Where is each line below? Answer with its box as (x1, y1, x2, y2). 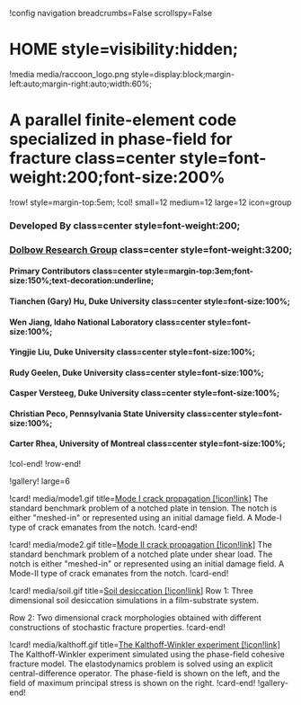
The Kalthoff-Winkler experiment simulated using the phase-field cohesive (9, 649, 286, 660)
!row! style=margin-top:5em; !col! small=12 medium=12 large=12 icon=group (9, 197, 292, 208)
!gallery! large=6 (9, 476, 70, 486)
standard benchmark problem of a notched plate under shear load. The (9, 549, 273, 560)
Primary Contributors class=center (9, 265, 144, 277)
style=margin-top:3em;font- (144, 265, 254, 277)
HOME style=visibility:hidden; (9, 40, 239, 59)
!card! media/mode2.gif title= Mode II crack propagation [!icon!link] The (9, 540, 272, 550)
